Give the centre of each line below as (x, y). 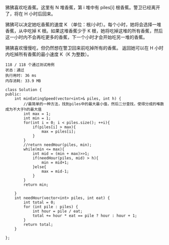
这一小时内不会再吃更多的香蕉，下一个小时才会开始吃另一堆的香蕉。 (76, 37)
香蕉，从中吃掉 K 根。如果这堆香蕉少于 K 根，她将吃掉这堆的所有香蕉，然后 (84, 31)
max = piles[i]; (59, 132)
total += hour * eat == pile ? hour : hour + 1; (85, 216)
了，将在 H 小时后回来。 (30, 14)
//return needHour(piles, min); (58, 145)
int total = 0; (40, 202)
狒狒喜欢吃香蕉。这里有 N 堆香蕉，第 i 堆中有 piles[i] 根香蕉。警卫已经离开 (83, 7)
